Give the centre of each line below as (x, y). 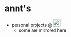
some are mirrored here (43, 30)
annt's (18, 9)
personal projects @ (32, 25)
